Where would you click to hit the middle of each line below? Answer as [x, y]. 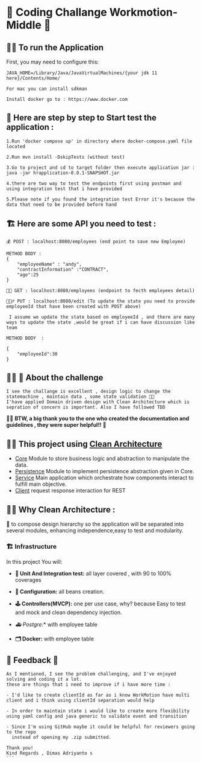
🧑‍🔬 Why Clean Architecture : [61, 509]
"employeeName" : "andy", [50, 264]
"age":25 [28, 275]
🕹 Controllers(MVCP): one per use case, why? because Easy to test [100, 604]
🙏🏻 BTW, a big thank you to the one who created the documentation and [98, 418]
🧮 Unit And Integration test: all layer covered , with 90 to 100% [93, 573]
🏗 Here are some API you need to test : [81, 224]
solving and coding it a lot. [44, 679]
